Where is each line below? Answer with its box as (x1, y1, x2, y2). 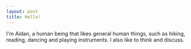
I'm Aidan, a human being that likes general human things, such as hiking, (6, 30, 186, 37)
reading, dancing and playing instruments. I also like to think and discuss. (6, 36, 184, 43)
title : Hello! (6, 14, 41, 20)
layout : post (6, 8, 38, 15)
